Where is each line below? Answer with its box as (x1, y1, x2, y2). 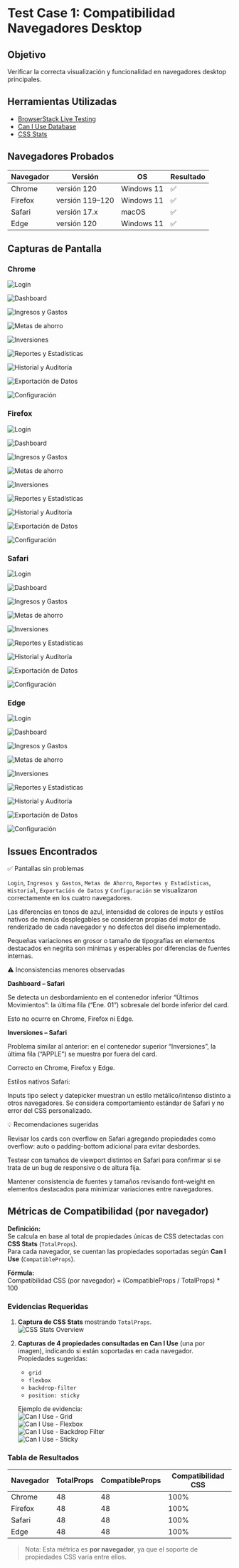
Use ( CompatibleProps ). (7, 1254, 76, 1263)
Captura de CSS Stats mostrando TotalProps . (17, 1318, 152, 1326)
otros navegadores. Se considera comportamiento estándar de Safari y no (7, 1099, 225, 1107)
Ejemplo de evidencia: (17, 1405, 83, 1413)
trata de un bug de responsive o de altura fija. (7, 1164, 141, 1172)
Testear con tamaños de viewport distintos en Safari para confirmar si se (7, 1156, 221, 1164)
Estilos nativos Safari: (7, 1077, 70, 1086)
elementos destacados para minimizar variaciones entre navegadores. (7, 1185, 213, 1193)
